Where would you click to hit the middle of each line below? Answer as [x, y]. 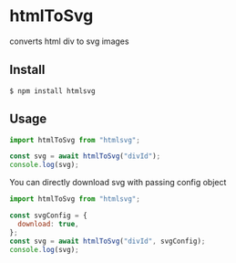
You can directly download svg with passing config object [118, 183]
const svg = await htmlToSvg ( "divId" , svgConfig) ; [108, 241]
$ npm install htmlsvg [52, 91]
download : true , [48, 224]
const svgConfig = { [49, 216]
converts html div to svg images [69, 41]
